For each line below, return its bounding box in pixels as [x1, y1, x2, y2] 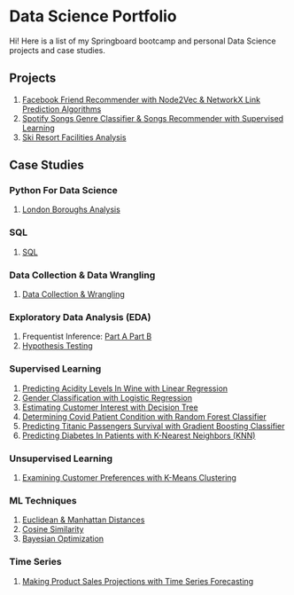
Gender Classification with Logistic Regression [21, 392, 193, 403]
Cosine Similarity [21, 524, 84, 535]
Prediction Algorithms [21, 104, 102, 114]
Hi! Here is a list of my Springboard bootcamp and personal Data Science [9, 35, 276, 46]
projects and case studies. [9, 44, 106, 55]
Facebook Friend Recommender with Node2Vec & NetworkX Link [21, 94, 261, 105]
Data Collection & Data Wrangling [9, 269, 156, 281]
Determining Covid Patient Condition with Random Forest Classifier [21, 411, 267, 422]
